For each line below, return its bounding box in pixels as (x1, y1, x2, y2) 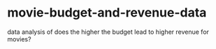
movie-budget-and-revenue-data (7, 5, 207, 21)
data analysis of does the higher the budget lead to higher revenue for (7, 28, 210, 36)
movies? (7, 35, 31, 43)
